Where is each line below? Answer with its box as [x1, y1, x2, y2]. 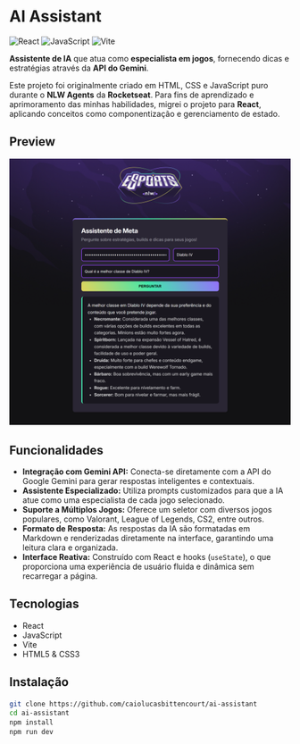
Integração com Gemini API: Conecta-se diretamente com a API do [21, 466, 271, 477]
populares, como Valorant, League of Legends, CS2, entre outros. [21, 514, 265, 524]
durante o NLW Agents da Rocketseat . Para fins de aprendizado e [9, 89, 254, 100]
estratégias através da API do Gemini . [9, 63, 149, 73]
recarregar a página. [21, 570, 98, 581]
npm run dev [9, 728, 54, 737]
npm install [9, 718, 54, 727]
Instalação [9, 674, 70, 690]
